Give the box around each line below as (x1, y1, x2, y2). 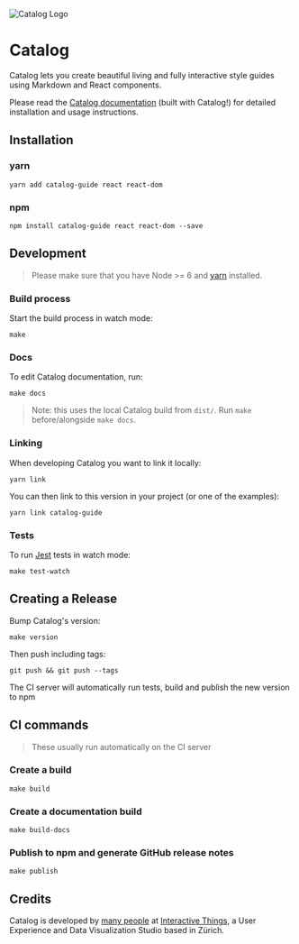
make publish (9, 866, 59, 876)
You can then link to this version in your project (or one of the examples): (9, 490, 280, 501)
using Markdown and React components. (9, 79, 162, 90)
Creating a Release (9, 591, 118, 607)
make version (9, 632, 59, 642)
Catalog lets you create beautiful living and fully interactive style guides (9, 69, 275, 80)
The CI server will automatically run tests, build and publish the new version (9, 682, 290, 692)
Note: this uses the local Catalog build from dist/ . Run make (31, 405, 252, 416)
